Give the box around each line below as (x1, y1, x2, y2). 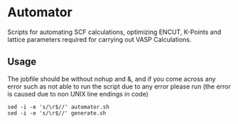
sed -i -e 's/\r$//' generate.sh (7, 109, 107, 117)
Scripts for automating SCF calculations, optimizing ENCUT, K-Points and (7, 28, 222, 36)
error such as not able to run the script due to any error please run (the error (7, 82, 231, 91)
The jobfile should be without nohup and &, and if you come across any (7, 74, 216, 83)
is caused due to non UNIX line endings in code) (7, 89, 149, 98)
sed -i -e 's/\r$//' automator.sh (7, 103, 110, 111)
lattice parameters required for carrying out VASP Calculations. (7, 35, 192, 43)
